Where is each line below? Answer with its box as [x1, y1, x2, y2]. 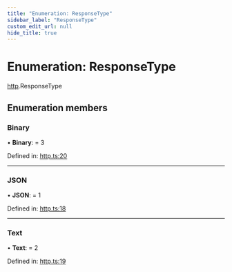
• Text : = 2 [7, 244, 39, 252]
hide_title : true [7, 29, 57, 37]
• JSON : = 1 [7, 191, 41, 200]
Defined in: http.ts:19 [7, 257, 66, 266]
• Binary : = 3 [7, 138, 45, 146]
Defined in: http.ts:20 [7, 151, 68, 159]
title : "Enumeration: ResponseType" [7, 10, 113, 17]
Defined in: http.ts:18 [7, 204, 66, 213]
